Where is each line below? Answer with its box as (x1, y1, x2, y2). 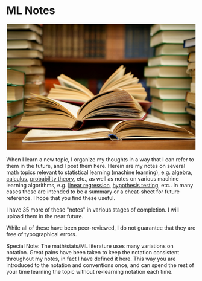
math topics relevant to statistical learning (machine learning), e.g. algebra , (6, 169, 193, 176)
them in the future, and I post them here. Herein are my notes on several (6, 162, 186, 169)
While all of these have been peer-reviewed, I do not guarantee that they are (6, 224, 196, 231)
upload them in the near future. (6, 212, 84, 219)
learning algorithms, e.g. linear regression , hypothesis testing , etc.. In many (6, 181, 194, 189)
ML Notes (6, 4, 55, 18)
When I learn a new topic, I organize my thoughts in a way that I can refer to (6, 155, 195, 163)
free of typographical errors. (6, 230, 77, 237)
